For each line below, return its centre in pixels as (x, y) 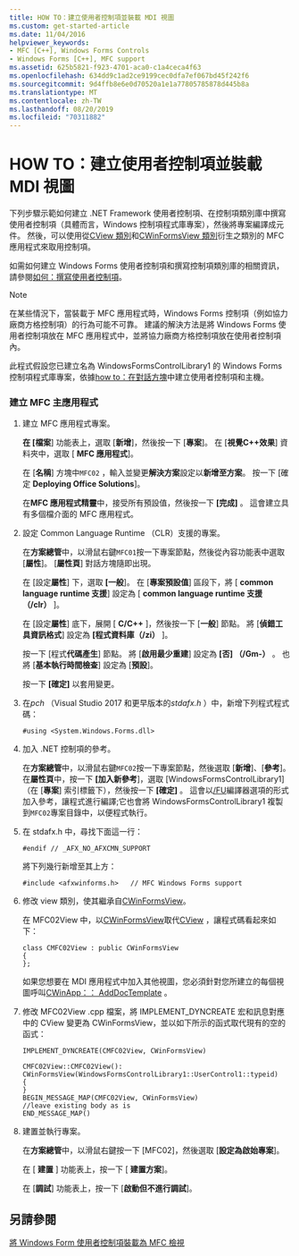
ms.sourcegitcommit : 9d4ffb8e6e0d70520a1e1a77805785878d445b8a (129, 84)
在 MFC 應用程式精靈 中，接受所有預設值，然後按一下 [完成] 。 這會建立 (152, 503)
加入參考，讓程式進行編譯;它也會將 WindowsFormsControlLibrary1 (144, 802)
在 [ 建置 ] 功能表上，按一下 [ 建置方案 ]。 (97, 1169)
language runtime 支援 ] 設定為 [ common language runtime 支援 (142, 594)
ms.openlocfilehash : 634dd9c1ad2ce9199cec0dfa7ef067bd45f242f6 (129, 76)
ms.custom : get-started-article (69, 26)
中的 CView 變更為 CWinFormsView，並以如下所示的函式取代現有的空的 (154, 1023)
